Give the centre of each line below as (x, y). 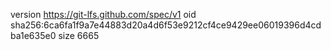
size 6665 (79, 35)
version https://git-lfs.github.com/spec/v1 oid (103, 14)
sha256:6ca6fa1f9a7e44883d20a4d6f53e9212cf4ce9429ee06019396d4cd (166, 25)
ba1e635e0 (33, 35)
